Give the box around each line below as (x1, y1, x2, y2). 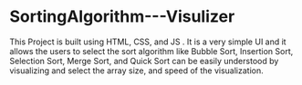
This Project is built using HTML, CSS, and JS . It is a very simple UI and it (9, 36, 286, 47)
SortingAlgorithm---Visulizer (9, 6, 235, 27)
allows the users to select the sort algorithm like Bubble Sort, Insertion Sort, (9, 45, 294, 56)
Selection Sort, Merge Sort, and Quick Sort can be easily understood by (9, 55, 279, 66)
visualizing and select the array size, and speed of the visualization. (9, 65, 264, 76)
